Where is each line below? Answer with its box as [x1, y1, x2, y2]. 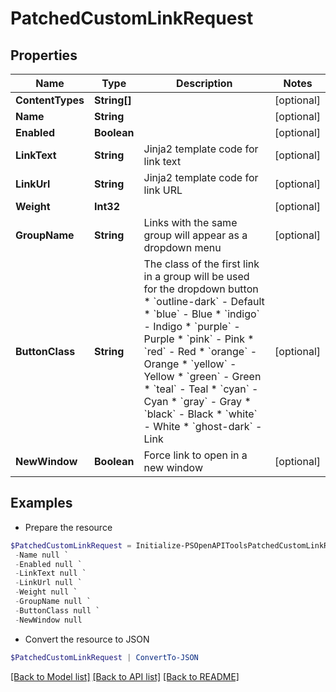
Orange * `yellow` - [143, 357, 237, 371]
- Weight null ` [14, 587, 78, 597]
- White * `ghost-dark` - [143, 420, 263, 433]
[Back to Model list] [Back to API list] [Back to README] [10, 670, 240, 682]
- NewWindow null [14, 615, 83, 625]
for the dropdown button [143, 282, 259, 296]
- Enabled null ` [14, 559, 83, 569]
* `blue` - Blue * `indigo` [143, 307, 260, 321]
